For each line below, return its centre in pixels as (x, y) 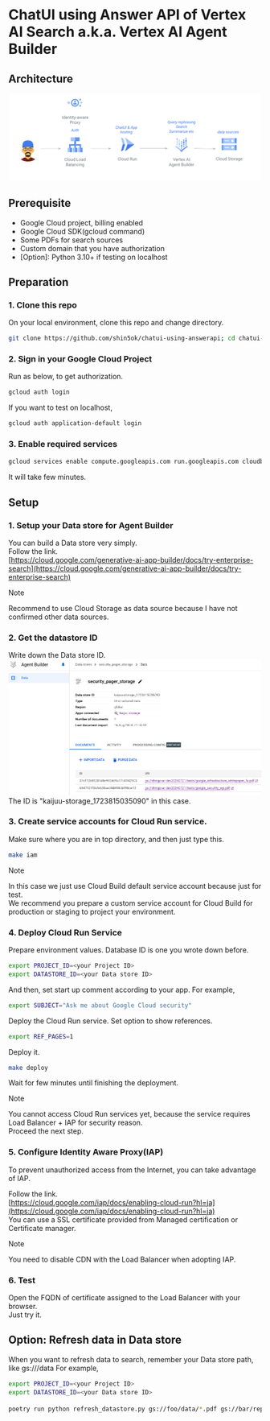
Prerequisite (40, 203)
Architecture (41, 78)
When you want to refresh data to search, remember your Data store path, (131, 1359)
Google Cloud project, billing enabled (81, 222)
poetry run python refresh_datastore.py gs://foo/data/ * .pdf (113, 1409)
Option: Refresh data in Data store (95, 1340)
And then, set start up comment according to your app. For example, (122, 989)
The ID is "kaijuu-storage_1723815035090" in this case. (100, 801)
